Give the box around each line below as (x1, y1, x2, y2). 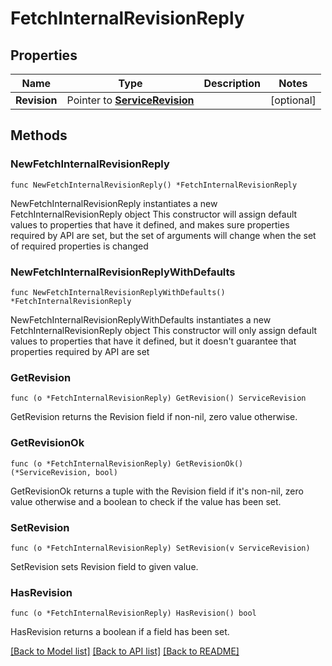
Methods (10, 127, 68, 144)
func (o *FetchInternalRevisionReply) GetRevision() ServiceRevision (10, 393, 307, 404)
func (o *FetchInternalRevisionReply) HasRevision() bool (10, 608, 257, 619)
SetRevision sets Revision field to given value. (10, 560, 199, 572)
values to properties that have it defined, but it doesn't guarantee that (10, 335, 297, 347)
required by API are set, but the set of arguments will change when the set (10, 229, 317, 241)
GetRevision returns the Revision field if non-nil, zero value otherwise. (10, 411, 298, 423)
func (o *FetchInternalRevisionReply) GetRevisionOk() (10, 458, 244, 469)
